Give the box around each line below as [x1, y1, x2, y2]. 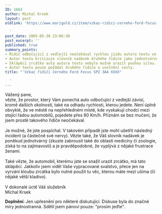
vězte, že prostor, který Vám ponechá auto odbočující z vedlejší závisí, [5, 97, 145, 102]
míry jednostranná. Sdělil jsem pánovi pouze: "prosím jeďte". [5, 203, 125, 209]
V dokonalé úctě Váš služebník [5, 184, 66, 190]
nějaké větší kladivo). [5, 173, 47, 179]
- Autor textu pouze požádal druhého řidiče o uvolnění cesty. [5, 65, 135, 70]
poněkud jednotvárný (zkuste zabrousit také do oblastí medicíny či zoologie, [5, 138, 157, 143]
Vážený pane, [5, 91, 32, 97]
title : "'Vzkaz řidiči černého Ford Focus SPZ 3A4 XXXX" [5, 70, 122, 75]
